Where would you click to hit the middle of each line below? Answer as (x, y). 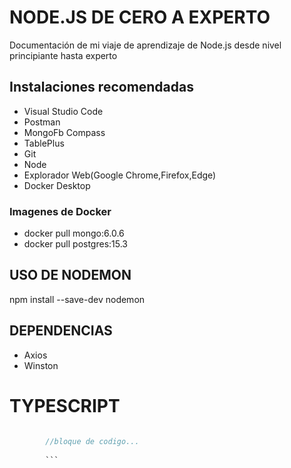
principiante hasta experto (63, 55)
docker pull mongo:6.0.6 (74, 233)
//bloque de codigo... (92, 442)
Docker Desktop (57, 185)
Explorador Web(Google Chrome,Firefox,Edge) (120, 175)
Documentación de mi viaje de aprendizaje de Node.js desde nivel (145, 45)
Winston (41, 365)
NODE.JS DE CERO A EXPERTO (140, 17)
